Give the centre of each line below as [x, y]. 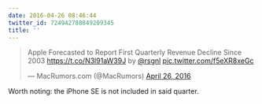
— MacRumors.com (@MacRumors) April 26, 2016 [109, 76]
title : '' [24, 30]
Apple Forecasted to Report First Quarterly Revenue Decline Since [135, 53]
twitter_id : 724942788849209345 [61, 23]
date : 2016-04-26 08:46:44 [52, 15]
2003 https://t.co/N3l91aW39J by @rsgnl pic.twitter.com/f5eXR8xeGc [140, 61]
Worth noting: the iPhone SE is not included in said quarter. [103, 91]
